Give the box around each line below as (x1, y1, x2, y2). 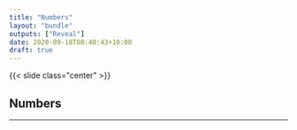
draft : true (9, 46, 53, 55)
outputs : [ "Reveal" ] (9, 29, 86, 38)
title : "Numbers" (9, 12, 73, 22)
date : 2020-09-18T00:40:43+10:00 (9, 37, 133, 47)
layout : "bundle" (9, 21, 73, 30)
